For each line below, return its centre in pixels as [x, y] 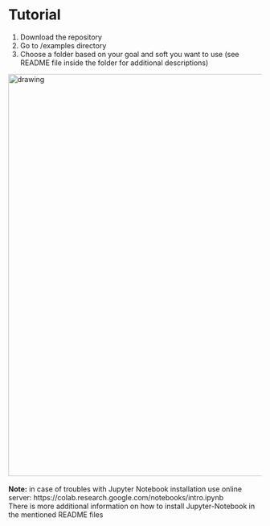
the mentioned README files [56, 514]
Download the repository [61, 37]
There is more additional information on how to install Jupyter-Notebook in [132, 506]
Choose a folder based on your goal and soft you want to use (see [129, 54]
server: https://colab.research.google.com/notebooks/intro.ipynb [116, 497]
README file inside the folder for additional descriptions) [114, 63]
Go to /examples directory [63, 45]
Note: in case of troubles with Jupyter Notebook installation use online [125, 489]
